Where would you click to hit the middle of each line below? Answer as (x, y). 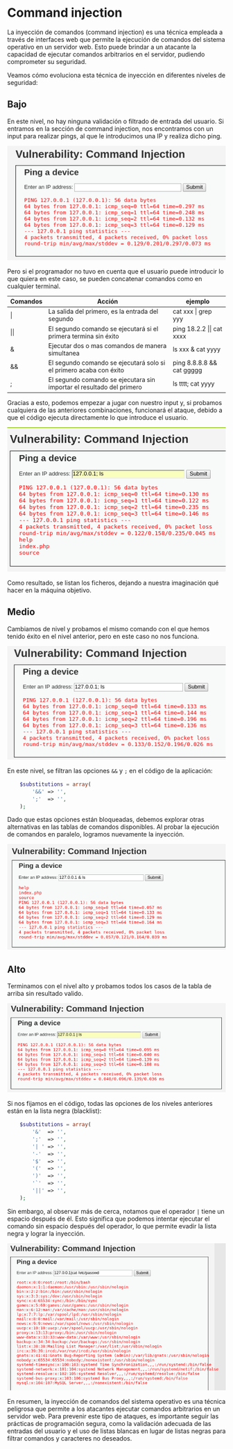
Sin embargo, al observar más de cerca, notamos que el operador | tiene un (116, 1211)
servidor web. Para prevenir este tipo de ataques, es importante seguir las (113, 1416)
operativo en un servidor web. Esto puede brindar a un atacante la (102, 47)
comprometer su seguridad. (47, 61)
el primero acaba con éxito (86, 370)
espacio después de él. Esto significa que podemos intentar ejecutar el (109, 1219)
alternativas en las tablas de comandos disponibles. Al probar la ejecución (113, 827)
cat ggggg (187, 370)
